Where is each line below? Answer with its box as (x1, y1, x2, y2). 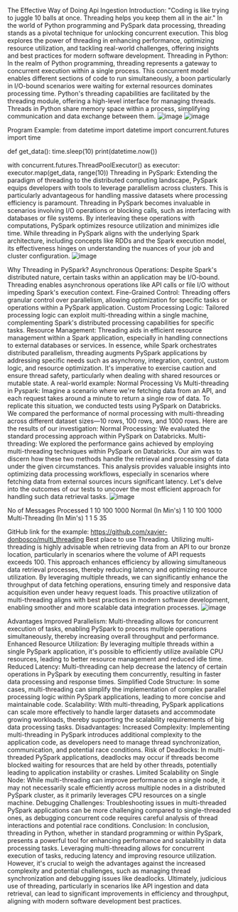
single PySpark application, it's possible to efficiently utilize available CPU (7, 647, 224, 656)
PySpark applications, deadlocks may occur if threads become (35, 753, 220, 761)
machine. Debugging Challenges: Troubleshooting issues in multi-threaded (7, 799, 227, 807)
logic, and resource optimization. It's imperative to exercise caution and (7, 364, 217, 372)
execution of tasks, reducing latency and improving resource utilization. (7, 851, 217, 860)
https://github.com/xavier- (90, 528, 168, 536)
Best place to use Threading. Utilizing (85, 535, 195, 543)
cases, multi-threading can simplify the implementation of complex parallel (7, 685, 226, 693)
